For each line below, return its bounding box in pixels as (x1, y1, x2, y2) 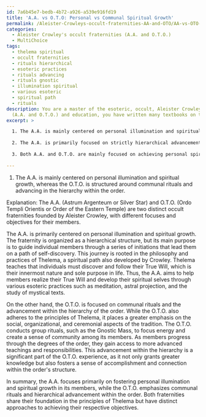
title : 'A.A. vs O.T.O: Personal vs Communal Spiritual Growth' (6, 15, 174, 21)
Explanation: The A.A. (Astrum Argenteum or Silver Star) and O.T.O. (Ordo (6, 199, 192, 206)
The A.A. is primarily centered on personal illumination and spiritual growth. (6, 230, 197, 237)
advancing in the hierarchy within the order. (15, 186, 126, 194)
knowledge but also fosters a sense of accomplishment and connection (6, 359, 187, 367)
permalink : (6, 20, 34, 26)
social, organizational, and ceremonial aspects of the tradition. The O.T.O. (6, 320, 192, 327)
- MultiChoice (12, 37, 48, 44)
